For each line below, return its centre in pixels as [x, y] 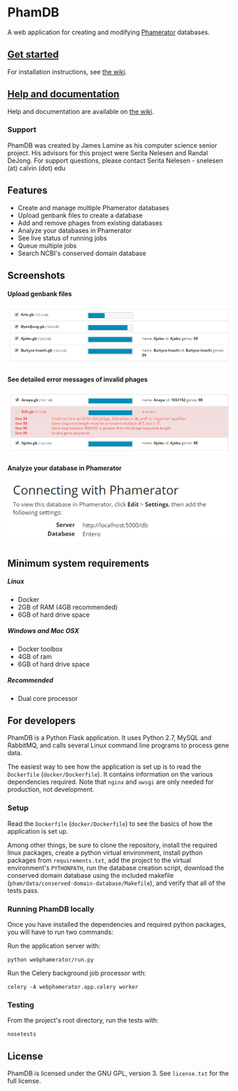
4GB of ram [35, 656]
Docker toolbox [40, 649]
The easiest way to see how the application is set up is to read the [104, 767]
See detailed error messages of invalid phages [78, 379]
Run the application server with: [54, 946]
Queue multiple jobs [47, 245]
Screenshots [36, 276]
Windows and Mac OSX [43, 631]
